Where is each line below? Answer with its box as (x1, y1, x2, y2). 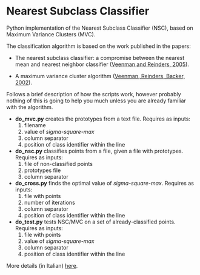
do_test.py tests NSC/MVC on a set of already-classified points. (15, 218, 176, 225)
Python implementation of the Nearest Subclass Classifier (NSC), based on (6, 24, 193, 31)
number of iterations (24, 199, 76, 206)
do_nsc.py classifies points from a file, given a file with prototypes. (15, 147, 184, 154)
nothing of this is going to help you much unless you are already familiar (6, 97, 187, 104)
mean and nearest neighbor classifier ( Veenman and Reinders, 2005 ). (15, 61, 190, 68)
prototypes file (24, 167, 61, 174)
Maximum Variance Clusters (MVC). (6, 30, 96, 38)
